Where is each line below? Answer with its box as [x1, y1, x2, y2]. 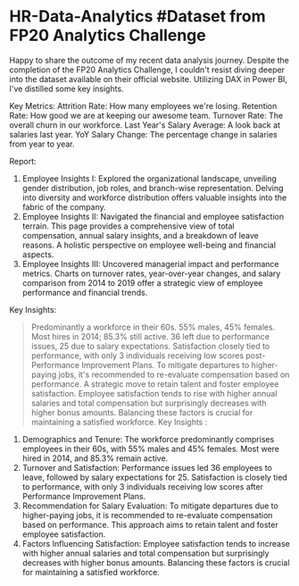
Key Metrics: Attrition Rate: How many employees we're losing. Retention [9, 100, 278, 111]
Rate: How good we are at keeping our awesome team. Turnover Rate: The [9, 110, 284, 121]
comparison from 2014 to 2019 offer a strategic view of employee [21, 277, 263, 288]
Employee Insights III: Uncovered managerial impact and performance [21, 258, 279, 269]
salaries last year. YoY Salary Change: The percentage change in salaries [9, 129, 278, 139]
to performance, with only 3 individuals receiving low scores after [21, 481, 263, 492]
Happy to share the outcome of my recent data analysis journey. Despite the [9, 54, 290, 65]
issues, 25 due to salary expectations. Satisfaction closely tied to [30, 340, 270, 351]
